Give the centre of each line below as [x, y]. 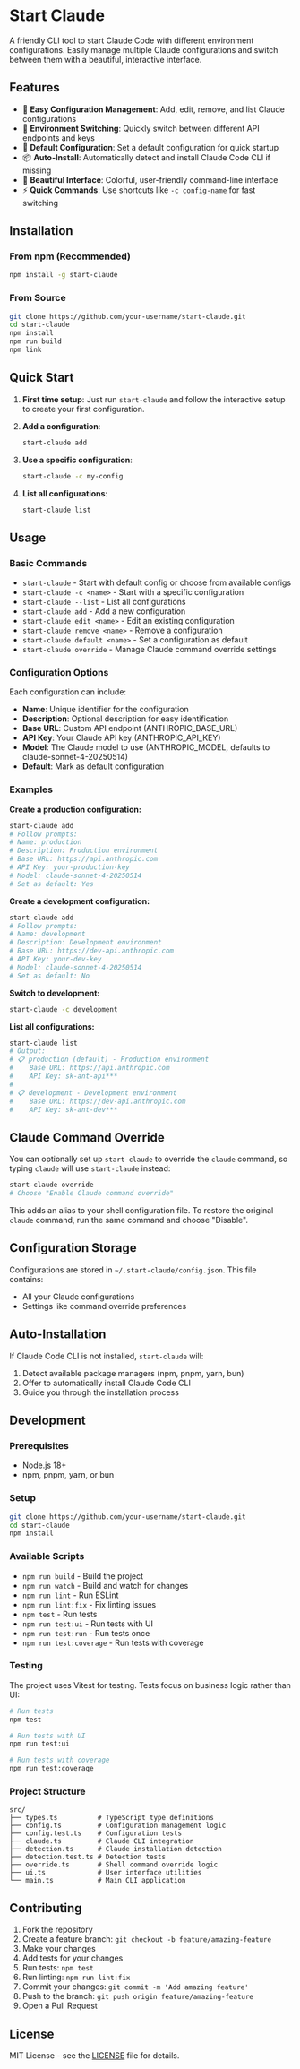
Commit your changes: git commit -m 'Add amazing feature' [135, 1987]
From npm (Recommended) [70, 256]
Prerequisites [39, 1445]
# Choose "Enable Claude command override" [92, 1194]
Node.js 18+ [44, 1465]
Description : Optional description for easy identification [125, 719]
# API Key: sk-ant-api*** [64, 1076]
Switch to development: [55, 993]
